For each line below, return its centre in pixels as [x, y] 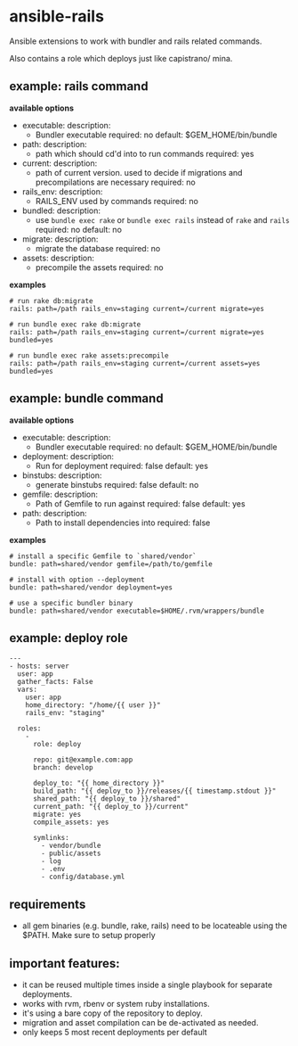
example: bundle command [86, 399]
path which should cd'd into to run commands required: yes [145, 153]
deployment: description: [68, 456]
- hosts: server [39, 666]
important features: [64, 964]
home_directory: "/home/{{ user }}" [93, 705]
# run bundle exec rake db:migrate [75, 324]
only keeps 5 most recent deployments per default [114, 1032]
